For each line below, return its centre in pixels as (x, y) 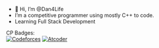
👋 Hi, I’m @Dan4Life (39, 9)
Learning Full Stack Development (55, 21)
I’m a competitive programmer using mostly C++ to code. (84, 15)
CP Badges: (20, 33)
